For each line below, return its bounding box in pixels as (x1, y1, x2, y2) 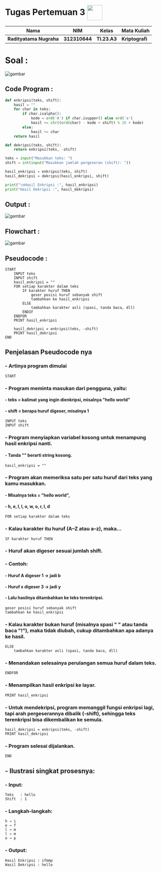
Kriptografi (121, 35, 147, 42)
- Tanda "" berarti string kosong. (5, 452, 73, 458)
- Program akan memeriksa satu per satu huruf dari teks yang (5, 474, 152, 481)
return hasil (14, 134, 40, 139)
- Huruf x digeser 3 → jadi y (5, 583, 61, 589)
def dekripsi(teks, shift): (5, 143, 62, 147)
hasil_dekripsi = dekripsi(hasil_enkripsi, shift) (5, 174, 109, 178)
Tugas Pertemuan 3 (5, 6, 86, 17)
